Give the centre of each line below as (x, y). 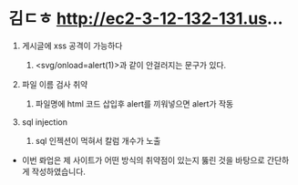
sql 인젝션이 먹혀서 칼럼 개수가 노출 (98, 140)
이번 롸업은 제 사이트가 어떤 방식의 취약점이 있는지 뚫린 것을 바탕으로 (143, 159)
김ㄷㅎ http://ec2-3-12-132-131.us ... (146, 19)
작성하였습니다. (58, 171)
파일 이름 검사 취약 (55, 84)
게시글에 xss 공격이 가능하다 (72, 46)
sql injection (44, 122)
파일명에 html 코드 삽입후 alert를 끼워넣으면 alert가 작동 (134, 103)
